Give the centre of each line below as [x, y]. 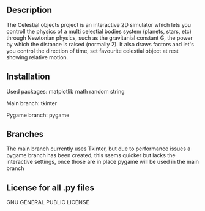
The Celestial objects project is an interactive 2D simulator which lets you [99, 24]
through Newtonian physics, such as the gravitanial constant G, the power [99, 38]
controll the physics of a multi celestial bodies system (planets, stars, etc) [99, 31]
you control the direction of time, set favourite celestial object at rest [92, 51]
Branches [25, 134]
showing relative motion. [37, 57]
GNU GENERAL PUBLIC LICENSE [48, 202]
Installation [28, 77]
